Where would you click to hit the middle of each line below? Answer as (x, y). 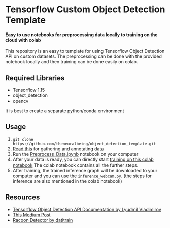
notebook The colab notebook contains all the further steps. (75, 165)
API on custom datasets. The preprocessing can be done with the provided (84, 56)
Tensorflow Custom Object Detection (85, 9)
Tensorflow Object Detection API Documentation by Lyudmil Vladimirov (87, 209)
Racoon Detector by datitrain (43, 220)
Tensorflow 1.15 (29, 90)
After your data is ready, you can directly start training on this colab (83, 160)
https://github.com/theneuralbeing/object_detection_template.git (84, 144)
